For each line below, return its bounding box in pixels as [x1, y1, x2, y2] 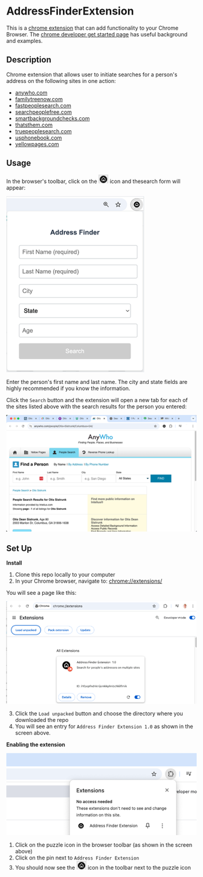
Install [6, 559, 22, 567]
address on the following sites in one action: [6, 77, 116, 84]
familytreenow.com [14, 95, 63, 102]
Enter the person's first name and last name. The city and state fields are [6, 378, 188, 385]
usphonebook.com [14, 134, 62, 141]
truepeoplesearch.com [14, 127, 72, 134]
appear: [6, 184, 26, 191]
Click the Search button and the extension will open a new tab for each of [6, 396, 188, 403]
